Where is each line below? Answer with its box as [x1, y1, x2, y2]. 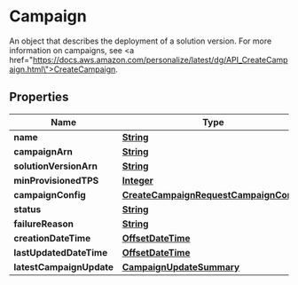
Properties [9, 90, 69, 105]
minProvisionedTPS [13, 174, 99, 186]
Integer [122, 174, 153, 186]
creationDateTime [13, 232, 91, 244]
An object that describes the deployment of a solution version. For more [9, 36, 272, 46]
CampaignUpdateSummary [122, 260, 240, 273]
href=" [9, 54, 34, 65]
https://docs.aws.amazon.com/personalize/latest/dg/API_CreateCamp [32, 54, 288, 65]
